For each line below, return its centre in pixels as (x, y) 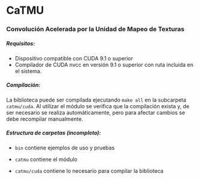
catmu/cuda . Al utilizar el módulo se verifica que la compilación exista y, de (98, 106)
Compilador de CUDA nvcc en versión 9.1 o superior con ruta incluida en (104, 65)
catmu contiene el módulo (46, 160)
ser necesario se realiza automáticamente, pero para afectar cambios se (96, 113)
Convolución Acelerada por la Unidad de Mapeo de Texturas (95, 29)
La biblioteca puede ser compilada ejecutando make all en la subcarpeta (97, 100)
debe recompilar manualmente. (45, 119)
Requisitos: (21, 43)
